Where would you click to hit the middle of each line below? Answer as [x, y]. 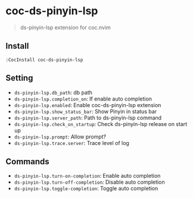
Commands [28, 161]
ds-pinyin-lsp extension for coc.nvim [65, 27]
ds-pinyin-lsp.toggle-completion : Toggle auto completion [86, 188]
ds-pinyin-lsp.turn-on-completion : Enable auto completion [87, 176]
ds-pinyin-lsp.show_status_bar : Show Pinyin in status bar [85, 111]
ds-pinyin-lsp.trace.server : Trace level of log [71, 143]
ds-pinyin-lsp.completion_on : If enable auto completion [83, 99]
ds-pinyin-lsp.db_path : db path [53, 92]
